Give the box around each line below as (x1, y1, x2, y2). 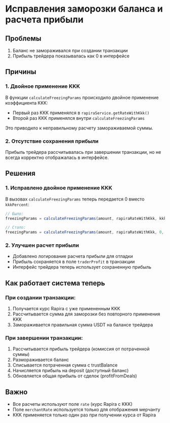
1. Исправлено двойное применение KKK (5, 184, 113, 191)
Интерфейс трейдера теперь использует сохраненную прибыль (12, 264, 152, 270)
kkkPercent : (5, 201, 29, 207)
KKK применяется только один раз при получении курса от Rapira (12, 412, 156, 418)
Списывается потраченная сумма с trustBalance (12, 362, 118, 368)
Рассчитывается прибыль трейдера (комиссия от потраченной (12, 346, 150, 352)
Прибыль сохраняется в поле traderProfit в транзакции (12, 258, 135, 265)
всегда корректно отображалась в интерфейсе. (5, 154, 109, 160)
